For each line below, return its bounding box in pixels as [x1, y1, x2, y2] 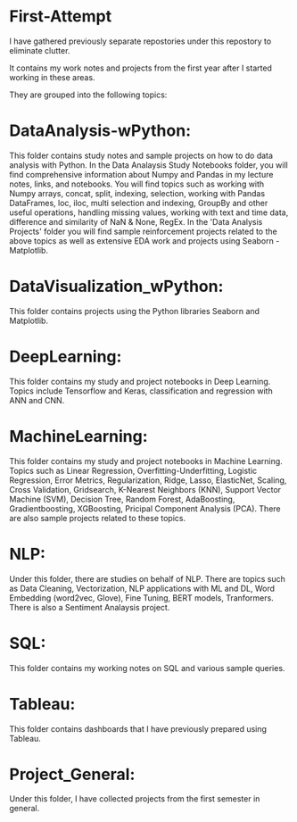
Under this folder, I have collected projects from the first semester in [9, 793, 260, 804]
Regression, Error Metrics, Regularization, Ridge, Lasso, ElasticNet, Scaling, [9, 475, 287, 486]
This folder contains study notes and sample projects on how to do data [9, 150, 274, 161]
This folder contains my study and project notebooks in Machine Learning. [9, 455, 283, 466]
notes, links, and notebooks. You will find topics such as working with [9, 179, 265, 189]
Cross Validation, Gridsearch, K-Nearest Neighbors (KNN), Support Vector [9, 484, 282, 494]
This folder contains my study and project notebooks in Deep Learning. [9, 376, 271, 386]
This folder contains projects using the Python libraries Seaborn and [9, 305, 260, 316]
